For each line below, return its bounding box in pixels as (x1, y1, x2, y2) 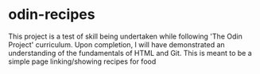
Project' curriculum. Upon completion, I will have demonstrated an (8, 39, 225, 49)
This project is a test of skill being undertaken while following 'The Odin (8, 31, 243, 41)
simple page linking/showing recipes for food (8, 57, 157, 66)
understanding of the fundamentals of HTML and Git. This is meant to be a (8, 48, 252, 57)
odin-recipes (8, 6, 95, 24)
